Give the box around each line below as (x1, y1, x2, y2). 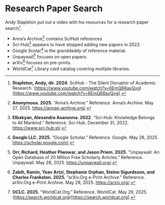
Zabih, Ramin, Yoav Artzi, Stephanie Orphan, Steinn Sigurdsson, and (12, 169, 155, 175)
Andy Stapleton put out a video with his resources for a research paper (5, 19, 149, 25)
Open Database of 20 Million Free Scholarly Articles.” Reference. (12, 154, 143, 160)
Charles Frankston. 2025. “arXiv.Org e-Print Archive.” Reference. (12, 174, 145, 180)
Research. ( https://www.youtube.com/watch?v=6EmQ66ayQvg (12, 85, 140, 91)
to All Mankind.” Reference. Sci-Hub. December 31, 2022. (12, 120, 129, 126)
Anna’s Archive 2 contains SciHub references (12, 35, 102, 42)
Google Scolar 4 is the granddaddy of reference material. (12, 47, 127, 53)
